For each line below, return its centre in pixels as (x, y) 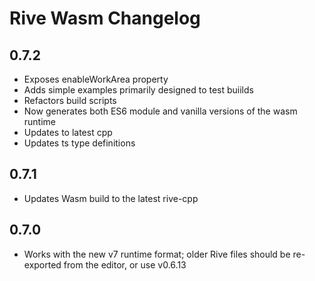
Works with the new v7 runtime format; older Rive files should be (157, 254)
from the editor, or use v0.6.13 (125, 264)
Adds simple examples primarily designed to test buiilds (138, 90)
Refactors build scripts (70, 100)
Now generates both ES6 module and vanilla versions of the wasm (160, 111)
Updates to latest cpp (68, 132)
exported (42, 264)
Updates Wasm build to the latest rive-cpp (111, 198)
